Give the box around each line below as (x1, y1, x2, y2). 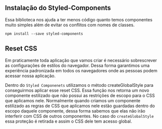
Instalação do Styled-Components (5, 4, 111, 12)
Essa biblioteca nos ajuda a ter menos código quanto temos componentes (5, 16, 153, 22)
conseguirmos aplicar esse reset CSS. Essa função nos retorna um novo (5, 87, 149, 93)
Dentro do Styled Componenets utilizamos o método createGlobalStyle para (5, 82, 154, 88)
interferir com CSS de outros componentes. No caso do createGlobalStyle (5, 113, 154, 119)
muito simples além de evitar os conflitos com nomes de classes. (5, 22, 135, 28)
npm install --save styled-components (5, 31, 83, 36)
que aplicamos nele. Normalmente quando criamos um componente (5, 97, 141, 103)
